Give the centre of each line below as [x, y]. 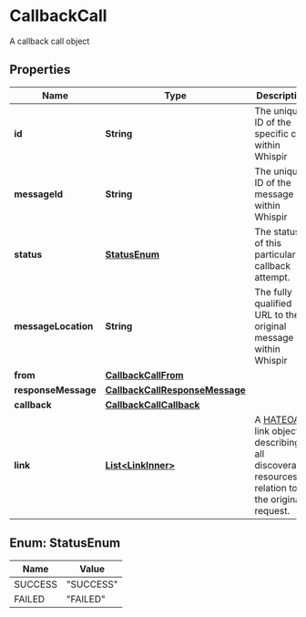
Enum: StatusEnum [65, 543]
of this [268, 242]
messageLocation [54, 326]
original [270, 326]
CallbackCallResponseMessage [175, 390]
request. [272, 510]
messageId [39, 194]
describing [277, 442]
